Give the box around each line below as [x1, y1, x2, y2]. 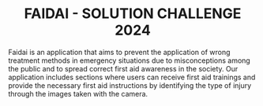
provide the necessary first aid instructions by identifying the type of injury [8, 80, 252, 90]
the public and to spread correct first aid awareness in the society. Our [8, 64, 239, 73]
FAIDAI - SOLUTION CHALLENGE [24, 5, 242, 23]
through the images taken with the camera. [8, 89, 148, 98]
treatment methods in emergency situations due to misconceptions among [8, 56, 250, 65]
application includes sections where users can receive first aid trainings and [8, 72, 256, 82]
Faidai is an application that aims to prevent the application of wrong [8, 47, 231, 57]
